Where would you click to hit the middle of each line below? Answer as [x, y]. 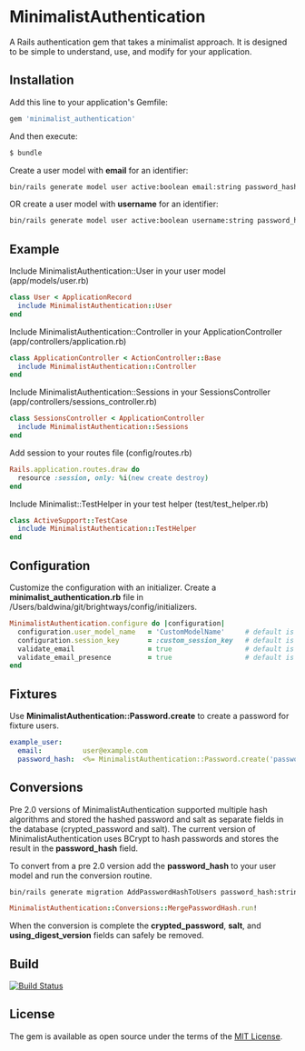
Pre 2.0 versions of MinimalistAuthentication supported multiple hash [138, 809]
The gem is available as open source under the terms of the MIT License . [146, 1036]
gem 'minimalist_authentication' [73, 119]
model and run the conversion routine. [81, 876]
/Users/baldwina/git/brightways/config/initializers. [103, 607]
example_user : [36, 743]
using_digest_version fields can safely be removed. [107, 936]
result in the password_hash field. [74, 848]
